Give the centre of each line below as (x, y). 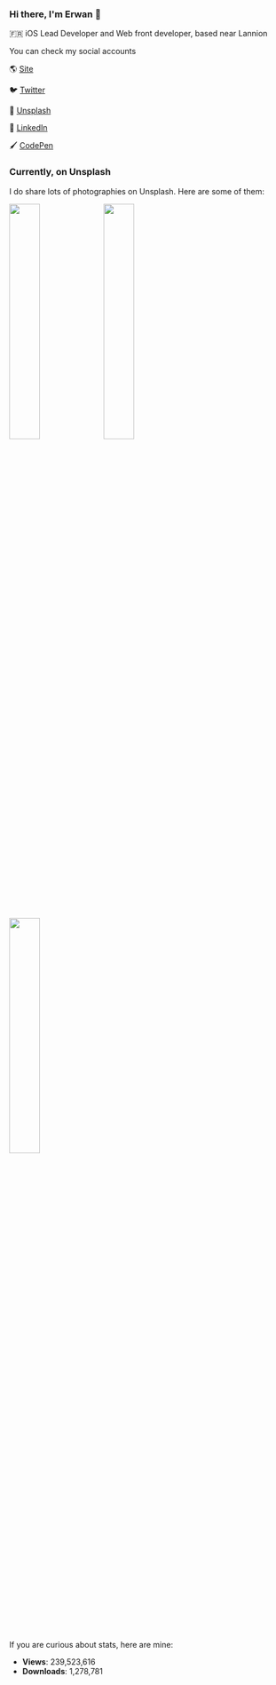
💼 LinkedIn (28, 128)
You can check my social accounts (73, 51)
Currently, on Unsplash (60, 172)
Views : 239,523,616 (59, 1661)
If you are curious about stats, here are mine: (91, 1644)
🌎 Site (21, 69)
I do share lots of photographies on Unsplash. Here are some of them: (137, 191)
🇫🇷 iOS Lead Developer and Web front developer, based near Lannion (138, 34)
